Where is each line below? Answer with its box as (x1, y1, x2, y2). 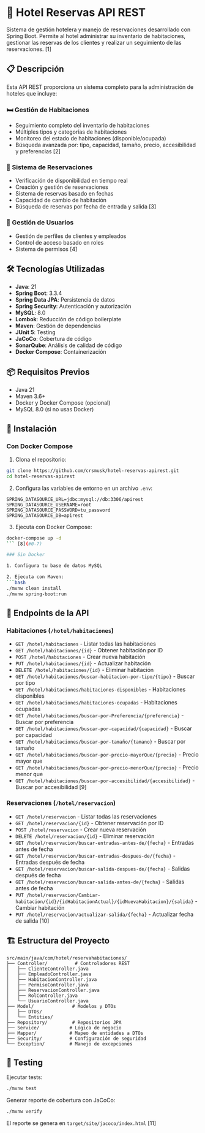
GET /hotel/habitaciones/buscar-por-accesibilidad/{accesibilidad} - (15, 777, 195, 784)
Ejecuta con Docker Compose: (15, 523, 92, 530)
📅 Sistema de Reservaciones (6, 162, 93, 171)
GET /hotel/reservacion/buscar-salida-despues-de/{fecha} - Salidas (15, 864, 190, 872)
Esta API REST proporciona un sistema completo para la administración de (6, 83, 194, 91)
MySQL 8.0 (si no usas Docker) (15, 406, 94, 413)
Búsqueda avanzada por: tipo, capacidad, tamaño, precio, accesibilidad (15, 141, 196, 149)
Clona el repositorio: (15, 456, 67, 463)
